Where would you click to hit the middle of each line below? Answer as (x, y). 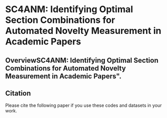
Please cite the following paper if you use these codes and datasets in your (83, 105)
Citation (18, 93)
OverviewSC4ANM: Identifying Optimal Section (82, 60)
